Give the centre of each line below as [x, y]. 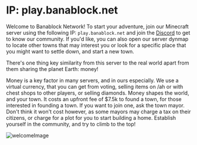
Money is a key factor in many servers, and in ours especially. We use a [92, 80]
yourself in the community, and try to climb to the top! [71, 124]
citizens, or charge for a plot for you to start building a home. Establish [91, 117]
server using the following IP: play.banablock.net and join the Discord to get [98, 32]
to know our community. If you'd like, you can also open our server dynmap [97, 39]
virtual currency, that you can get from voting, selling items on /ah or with [95, 86]
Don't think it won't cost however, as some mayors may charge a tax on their [98, 112]
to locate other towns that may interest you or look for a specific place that [96, 45]
